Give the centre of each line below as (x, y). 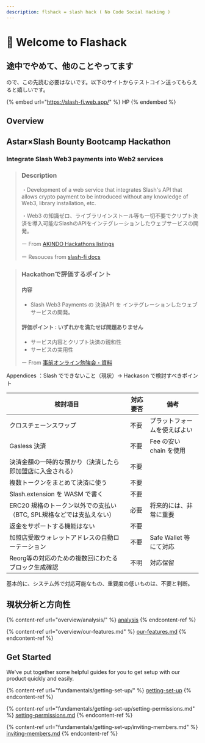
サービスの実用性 (52, 349)
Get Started (29, 657)
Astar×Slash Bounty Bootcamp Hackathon (88, 142)
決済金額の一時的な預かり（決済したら (65, 462)
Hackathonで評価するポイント (66, 274)
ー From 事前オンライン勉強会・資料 (67, 362)
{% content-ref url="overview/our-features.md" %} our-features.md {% (96, 631)
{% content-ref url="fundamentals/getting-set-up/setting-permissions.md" (101, 708)
